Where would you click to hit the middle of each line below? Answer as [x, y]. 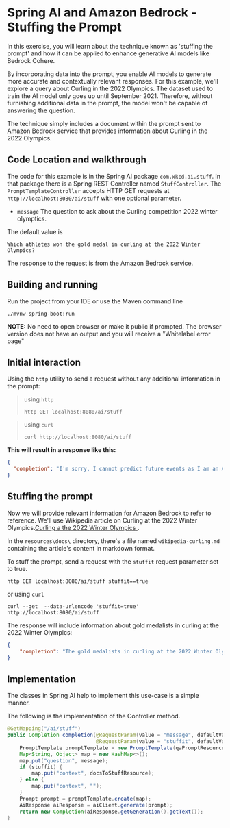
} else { [32, 780]
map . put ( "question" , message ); [64, 761]
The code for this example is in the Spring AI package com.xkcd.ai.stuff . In [114, 176]
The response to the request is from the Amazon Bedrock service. [100, 263]
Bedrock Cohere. [31, 60]
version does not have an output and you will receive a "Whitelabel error [109, 334]
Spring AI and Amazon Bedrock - [102, 13]
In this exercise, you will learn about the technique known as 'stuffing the [110, 46]
